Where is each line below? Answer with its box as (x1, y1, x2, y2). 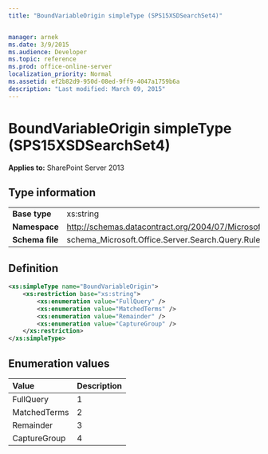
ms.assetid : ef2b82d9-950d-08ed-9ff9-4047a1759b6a (8, 77, 180, 85)
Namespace (12, 221, 60, 232)
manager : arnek (8, 33, 59, 41)
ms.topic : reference (8, 55, 77, 64)
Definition (8, 261, 58, 275)
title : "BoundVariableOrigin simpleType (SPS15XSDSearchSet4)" (8, 11, 223, 20)
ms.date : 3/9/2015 (8, 41, 69, 49)
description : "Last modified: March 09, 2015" (8, 85, 166, 93)
